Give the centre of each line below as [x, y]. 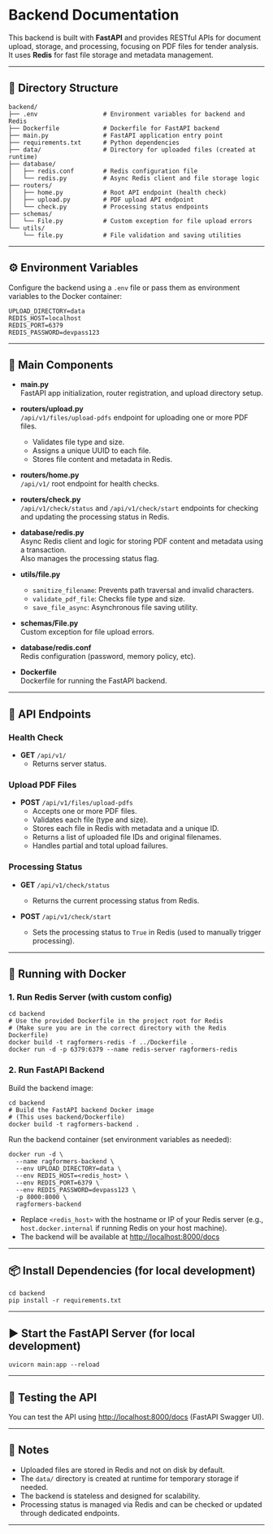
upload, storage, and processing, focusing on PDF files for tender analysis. [134, 46]
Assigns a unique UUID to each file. [92, 451]
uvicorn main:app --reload [54, 1365]
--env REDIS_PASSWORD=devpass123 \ [76, 1190]
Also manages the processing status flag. [90, 559]
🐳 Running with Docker [67, 974]
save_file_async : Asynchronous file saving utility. [115, 608]
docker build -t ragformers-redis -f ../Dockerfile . [102, 1043]
